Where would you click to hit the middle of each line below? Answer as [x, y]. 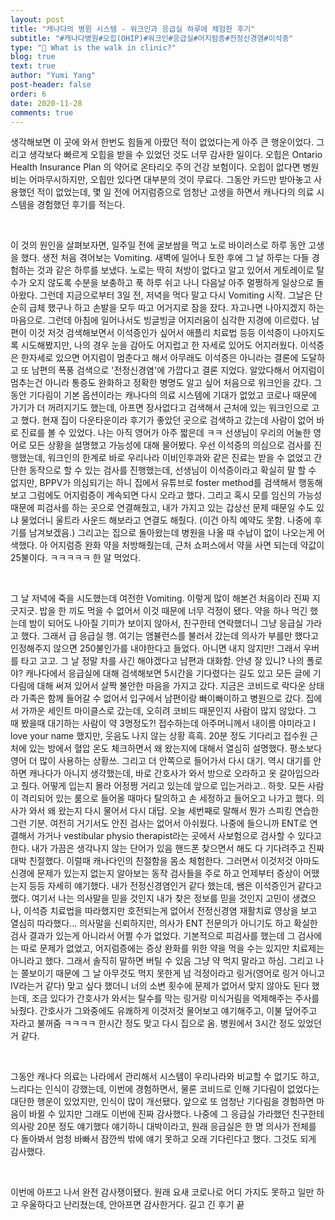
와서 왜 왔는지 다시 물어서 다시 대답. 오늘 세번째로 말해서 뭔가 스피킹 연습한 [174, 811]
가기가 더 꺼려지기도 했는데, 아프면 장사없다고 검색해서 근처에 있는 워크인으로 [160, 408]
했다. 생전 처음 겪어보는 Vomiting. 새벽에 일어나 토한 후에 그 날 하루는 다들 [165, 258]
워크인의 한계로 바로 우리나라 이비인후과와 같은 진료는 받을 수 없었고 [179, 458]
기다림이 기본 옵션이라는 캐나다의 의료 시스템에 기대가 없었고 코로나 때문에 [173, 395]
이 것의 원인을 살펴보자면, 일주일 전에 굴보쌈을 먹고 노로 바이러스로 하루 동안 [158, 245]
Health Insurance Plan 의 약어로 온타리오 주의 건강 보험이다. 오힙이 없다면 [155, 167]
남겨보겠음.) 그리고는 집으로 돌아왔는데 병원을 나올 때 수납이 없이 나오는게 [171, 533]
